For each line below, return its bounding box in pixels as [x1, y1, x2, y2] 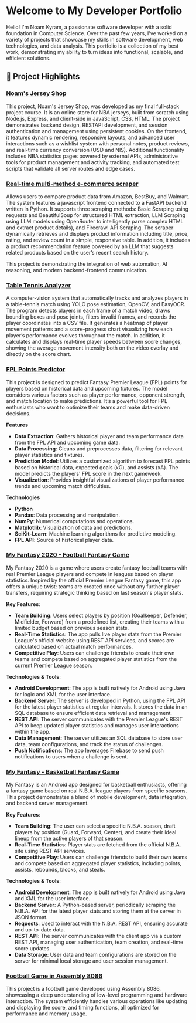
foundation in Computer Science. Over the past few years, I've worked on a [6, 29, 188, 36]
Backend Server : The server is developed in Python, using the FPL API [14, 697, 185, 704]
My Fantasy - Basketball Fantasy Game [6, 767, 120, 775]
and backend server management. [6, 800, 89, 807]
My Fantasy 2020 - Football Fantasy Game [6, 551, 130, 559]
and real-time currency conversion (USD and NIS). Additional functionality [6, 146, 184, 153]
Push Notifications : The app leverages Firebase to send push [14, 747, 164, 754]
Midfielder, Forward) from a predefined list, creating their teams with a [14, 618, 184, 625]
